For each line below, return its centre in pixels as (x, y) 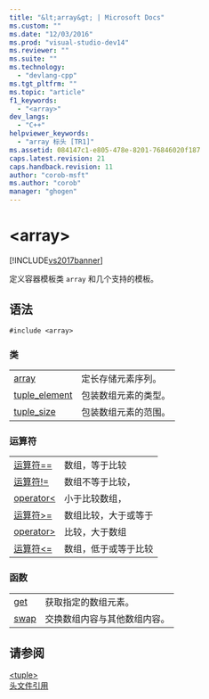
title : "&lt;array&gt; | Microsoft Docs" (87, 17)
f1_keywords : (33, 100)
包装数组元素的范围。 (126, 413)
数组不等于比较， (100, 482)
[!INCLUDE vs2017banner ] (56, 260)
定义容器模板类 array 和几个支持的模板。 (84, 278)
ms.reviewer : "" (39, 51)
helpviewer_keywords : (49, 134)
